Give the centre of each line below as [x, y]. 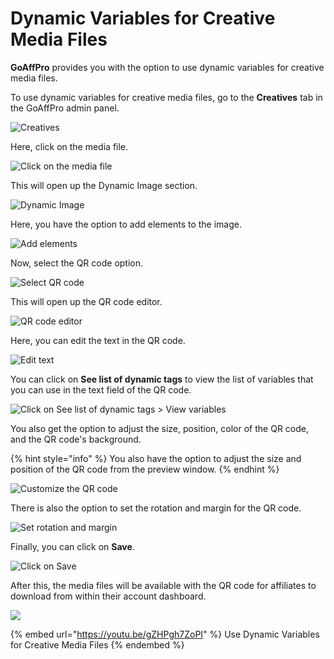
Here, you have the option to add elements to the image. [126, 224]
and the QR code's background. [76, 439]
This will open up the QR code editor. [86, 301]
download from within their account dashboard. [108, 596]
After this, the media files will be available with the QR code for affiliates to [163, 585]
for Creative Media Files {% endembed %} [97, 644]
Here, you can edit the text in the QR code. [98, 340]
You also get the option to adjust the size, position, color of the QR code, [159, 428]
